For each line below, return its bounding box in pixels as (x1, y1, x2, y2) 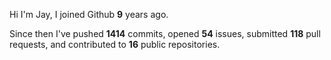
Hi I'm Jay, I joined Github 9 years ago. (9, 9, 169, 20)
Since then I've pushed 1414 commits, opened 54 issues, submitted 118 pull (9, 28, 321, 39)
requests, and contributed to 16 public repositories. (9, 39, 221, 50)
